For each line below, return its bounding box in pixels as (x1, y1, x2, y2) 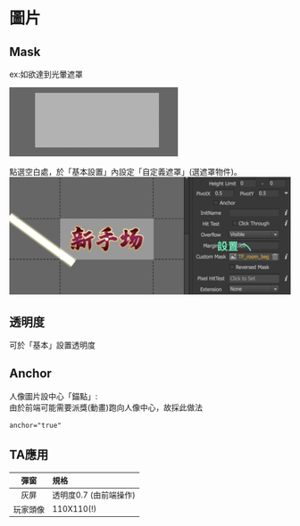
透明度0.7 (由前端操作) (52, 489, 136, 500)
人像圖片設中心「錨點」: (9, 390, 98, 401)
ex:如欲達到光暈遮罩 (9, 69, 83, 79)
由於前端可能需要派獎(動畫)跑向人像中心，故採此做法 (9, 402, 204, 413)
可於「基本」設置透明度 (9, 340, 96, 350)
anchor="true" (9, 421, 62, 430)
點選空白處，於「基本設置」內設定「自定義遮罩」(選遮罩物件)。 (9, 167, 243, 177)
